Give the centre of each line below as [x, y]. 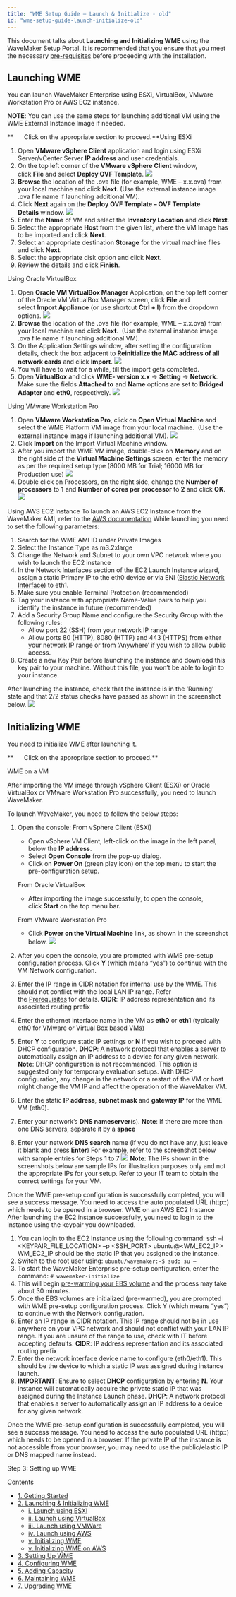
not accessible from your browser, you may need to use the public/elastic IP [118, 1447]
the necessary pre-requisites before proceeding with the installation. [107, 55]
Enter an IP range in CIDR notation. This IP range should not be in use [118, 1321]
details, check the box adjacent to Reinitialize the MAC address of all [118, 353]
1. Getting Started [43, 1496]
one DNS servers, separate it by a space [76, 1129]
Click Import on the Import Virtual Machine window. [92, 444]
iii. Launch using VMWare [65, 1526]
